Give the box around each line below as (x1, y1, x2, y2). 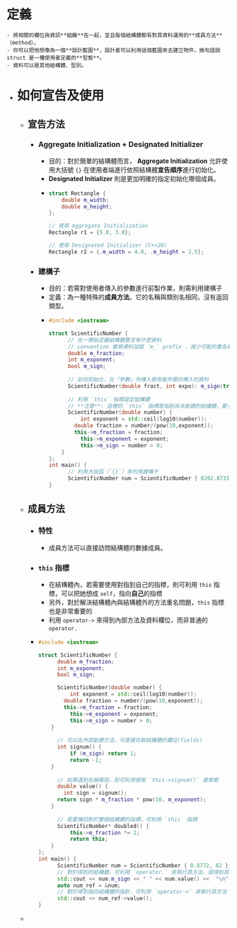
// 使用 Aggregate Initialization (48, 223, 149, 230)
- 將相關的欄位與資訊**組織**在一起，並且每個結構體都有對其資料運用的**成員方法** (6, 31, 223, 39)
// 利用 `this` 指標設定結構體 (67, 396, 150, 403)
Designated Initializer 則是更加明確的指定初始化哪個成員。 (48, 174, 220, 183)
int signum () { (57, 744, 102, 751)
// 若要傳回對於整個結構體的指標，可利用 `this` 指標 (57, 816, 197, 823)
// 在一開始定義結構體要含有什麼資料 (67, 336, 162, 344)
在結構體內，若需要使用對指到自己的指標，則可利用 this (48, 580, 212, 588)
